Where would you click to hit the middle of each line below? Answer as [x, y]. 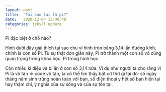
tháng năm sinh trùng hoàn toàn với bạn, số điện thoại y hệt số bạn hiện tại [83, 79]
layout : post [19, 10]
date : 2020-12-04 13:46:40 [36, 19]
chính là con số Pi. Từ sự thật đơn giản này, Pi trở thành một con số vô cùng [84, 53]
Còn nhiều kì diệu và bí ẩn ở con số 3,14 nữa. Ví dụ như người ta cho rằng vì [83, 68]
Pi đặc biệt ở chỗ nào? [28, 38]
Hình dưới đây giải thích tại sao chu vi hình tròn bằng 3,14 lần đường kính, [81, 48]
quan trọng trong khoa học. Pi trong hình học [52, 59]
